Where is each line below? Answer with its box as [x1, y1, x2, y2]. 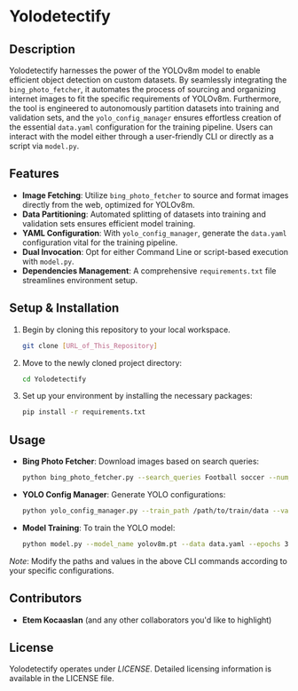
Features [9, 166, 59, 181]
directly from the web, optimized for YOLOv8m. [21, 199, 195, 210]
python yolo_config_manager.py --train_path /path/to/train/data [21, 506, 269, 515]
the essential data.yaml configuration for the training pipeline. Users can [9, 122, 273, 132]
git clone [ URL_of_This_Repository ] [21, 341, 158, 350]
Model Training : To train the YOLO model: [21, 522, 176, 533]
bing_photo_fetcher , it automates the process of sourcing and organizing [9, 84, 277, 94]
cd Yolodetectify [21, 375, 87, 384]
